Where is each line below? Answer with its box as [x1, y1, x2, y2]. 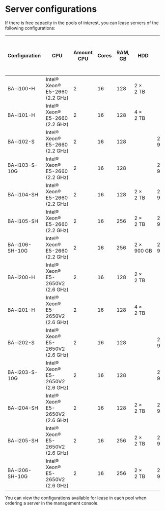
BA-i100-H [7, 85, 35, 92]
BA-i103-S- [7, 161, 38, 168]
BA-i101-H [7, 111, 35, 118]
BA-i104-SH [7, 191, 38, 198]
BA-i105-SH [7, 218, 38, 224]
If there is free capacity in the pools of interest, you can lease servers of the [5, 20, 159, 26]
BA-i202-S [7, 339, 35, 346]
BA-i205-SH [7, 437, 38, 444]
